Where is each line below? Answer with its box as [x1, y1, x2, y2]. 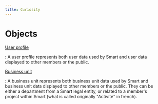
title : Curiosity [5, 7, 40, 12]
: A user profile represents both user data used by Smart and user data [5, 54, 147, 60]
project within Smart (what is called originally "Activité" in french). [5, 93, 138, 99]
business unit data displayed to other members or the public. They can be [5, 83, 154, 89]
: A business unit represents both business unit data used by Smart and [5, 78, 149, 83]
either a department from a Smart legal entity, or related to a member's [5, 88, 147, 94]
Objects [5, 28, 38, 39]
